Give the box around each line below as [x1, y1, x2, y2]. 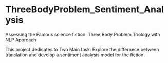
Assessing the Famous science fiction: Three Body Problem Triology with [5, 31, 160, 37]
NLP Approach [5, 37, 36, 43]
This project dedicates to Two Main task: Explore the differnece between [5, 46, 159, 52]
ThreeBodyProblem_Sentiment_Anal [5, 4, 164, 15]
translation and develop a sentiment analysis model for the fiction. [5, 52, 145, 58]
